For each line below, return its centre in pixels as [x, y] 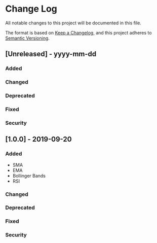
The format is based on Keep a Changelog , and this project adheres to [78, 32]
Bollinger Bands [29, 176]
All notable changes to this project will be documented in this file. [73, 23]
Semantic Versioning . [27, 38]
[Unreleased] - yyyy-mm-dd [51, 54]
